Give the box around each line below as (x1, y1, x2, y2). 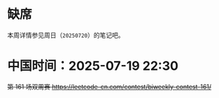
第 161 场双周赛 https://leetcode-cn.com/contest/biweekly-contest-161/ (7, 82, 212, 91)
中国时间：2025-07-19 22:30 (7, 58, 178, 74)
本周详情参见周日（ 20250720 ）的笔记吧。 (7, 31, 125, 39)
